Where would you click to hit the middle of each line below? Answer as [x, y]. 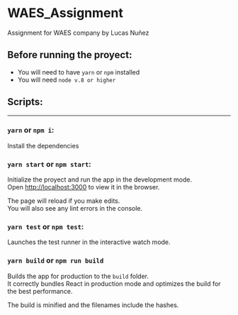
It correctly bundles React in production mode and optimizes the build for [114, 283]
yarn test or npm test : [46, 227]
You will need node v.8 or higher [67, 79]
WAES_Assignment [66, 13]
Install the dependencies [43, 145]
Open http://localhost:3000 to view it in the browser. [84, 187]
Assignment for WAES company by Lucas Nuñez [78, 33]
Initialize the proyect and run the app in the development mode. [100, 179]
